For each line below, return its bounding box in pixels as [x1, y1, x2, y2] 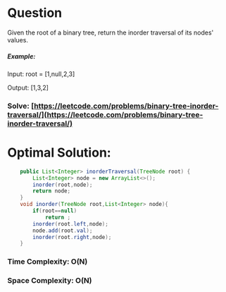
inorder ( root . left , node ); [32, 220, 109, 227]
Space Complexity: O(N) [7, 276, 93, 286]
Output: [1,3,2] [7, 83, 49, 92]
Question [7, 5, 62, 21]
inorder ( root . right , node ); [32, 233, 112, 241]
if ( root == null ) [32, 207, 77, 214]
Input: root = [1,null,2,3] [7, 69, 75, 78]
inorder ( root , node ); [32, 181, 93, 188]
